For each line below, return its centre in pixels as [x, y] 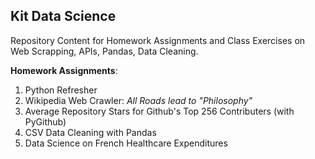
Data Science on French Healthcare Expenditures [126, 143]
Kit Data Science [63, 16]
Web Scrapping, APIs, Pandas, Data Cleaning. [104, 51]
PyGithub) [45, 121]
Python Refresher [61, 90]
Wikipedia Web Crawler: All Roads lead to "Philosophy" [138, 100]
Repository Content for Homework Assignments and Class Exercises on [158, 40]
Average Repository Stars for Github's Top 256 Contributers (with [159, 111]
